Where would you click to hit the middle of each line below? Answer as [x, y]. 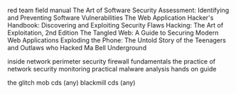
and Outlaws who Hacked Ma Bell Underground [77, 48]
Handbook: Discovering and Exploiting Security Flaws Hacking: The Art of [116, 25]
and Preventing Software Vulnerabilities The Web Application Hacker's [111, 18]
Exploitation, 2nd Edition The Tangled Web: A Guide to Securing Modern [113, 33]
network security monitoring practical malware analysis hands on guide [112, 69]
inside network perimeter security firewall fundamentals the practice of [112, 61]
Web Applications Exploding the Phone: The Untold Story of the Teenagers [117, 40]
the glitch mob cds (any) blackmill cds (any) [71, 83]
